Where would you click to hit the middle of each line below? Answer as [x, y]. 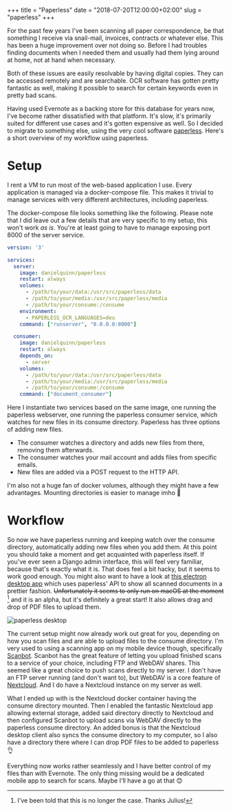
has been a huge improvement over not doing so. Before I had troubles [107, 45]
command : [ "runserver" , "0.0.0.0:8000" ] [78, 324]
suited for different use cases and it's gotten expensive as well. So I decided [115, 123]
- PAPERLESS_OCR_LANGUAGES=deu [70, 318]
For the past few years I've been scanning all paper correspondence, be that [115, 31]
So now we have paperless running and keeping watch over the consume [111, 540]
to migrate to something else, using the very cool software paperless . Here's [115, 131]
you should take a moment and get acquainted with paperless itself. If [106, 554]
